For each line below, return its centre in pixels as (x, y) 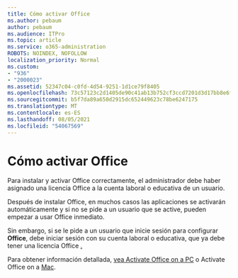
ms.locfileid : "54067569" (45, 126)
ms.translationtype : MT (42, 106)
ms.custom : (23, 67)
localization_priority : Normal (53, 60)
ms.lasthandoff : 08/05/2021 (49, 119)
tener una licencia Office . (45, 246)
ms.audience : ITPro (36, 34)
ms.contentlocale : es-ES (44, 113)
